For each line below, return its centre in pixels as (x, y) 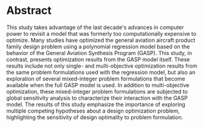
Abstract (29, 11)
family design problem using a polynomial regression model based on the (98, 47)
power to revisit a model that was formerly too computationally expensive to (101, 33)
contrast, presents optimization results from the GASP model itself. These (98, 59)
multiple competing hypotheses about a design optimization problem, (93, 111)
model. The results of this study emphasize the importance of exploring (96, 104)
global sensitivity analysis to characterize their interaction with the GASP (97, 98)
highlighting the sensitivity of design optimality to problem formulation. (95, 117)
